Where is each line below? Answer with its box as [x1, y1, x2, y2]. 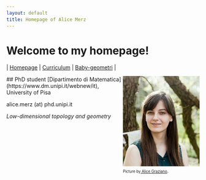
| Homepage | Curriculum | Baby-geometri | [6, 64, 116, 71]
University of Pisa [6, 89, 51, 96]
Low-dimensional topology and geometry [6, 112, 112, 120]
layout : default [6, 10, 48, 16]
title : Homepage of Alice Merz [6, 16, 86, 23]
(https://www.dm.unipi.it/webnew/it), [6, 82, 99, 90]
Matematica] [89, 76, 121, 83]
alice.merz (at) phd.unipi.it [6, 101, 73, 108]
